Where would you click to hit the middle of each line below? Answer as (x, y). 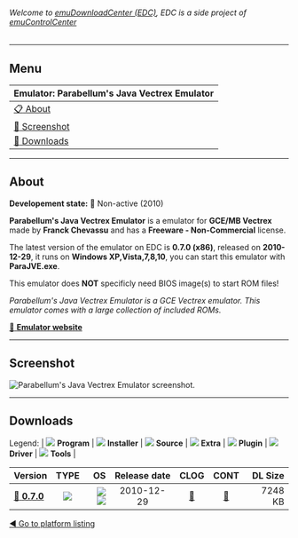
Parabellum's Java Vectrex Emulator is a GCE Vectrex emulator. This (135, 300)
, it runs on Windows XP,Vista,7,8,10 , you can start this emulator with (158, 257)
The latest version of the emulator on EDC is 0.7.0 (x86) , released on (135, 247)
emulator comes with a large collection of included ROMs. (115, 310)
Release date (143, 476)
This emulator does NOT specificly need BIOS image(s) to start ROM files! (144, 283)
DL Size (268, 476)
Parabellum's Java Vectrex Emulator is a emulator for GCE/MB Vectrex (141, 220)
